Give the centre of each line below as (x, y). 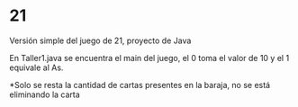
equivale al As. (36, 67)
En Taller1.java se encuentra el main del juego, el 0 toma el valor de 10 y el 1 (149, 58)
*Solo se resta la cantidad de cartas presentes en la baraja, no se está (140, 85)
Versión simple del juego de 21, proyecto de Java (100, 40)
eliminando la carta (45, 94)
